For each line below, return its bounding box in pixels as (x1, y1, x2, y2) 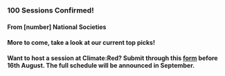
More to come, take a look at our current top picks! (7, 39, 156, 47)
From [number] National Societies (7, 23, 107, 31)
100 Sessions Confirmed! (7, 6, 95, 15)
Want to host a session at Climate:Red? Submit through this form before (7, 54, 218, 62)
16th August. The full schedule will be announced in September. (7, 61, 195, 69)
